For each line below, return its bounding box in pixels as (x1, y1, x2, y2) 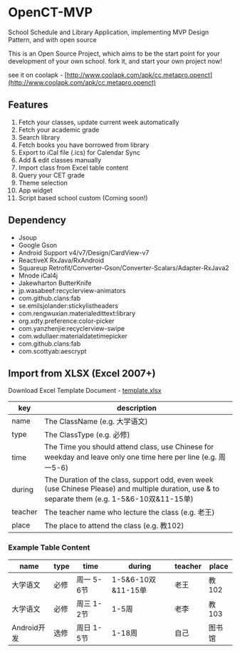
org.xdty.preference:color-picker (18, 317, 115, 325)
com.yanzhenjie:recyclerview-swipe (18, 324, 125, 332)
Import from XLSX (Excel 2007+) (8, 367, 156, 379)
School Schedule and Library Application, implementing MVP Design (8, 28, 209, 36)
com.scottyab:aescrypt (18, 346, 87, 355)
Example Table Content (8, 543, 90, 552)
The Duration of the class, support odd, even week (44, 475, 214, 485)
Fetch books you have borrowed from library (18, 140, 150, 149)
